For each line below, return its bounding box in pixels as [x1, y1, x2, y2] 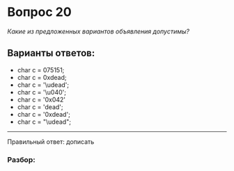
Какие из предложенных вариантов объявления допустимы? [7, 27, 190, 35]
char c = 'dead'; [17, 102, 63, 111]
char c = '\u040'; [17, 88, 66, 96]
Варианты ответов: [7, 47, 95, 59]
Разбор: [7, 154, 36, 164]
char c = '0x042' [17, 95, 66, 104]
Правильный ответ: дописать [7, 137, 95, 146]
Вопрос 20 [7, 4, 72, 20]
